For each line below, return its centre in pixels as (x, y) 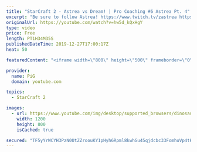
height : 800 (31, 124)
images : (16, 108)
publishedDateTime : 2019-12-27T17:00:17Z (57, 44)
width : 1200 (31, 119)
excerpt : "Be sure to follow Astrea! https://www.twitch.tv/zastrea (91, 17)
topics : (16, 92)
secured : (17, 140)
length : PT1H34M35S (30, 39)
